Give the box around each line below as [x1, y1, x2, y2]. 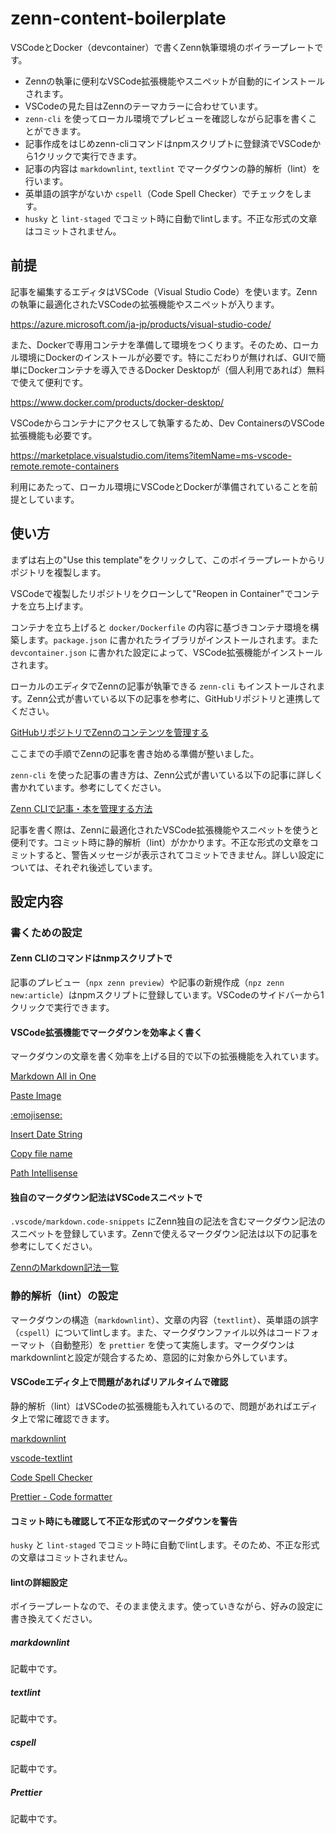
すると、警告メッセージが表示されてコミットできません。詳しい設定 [36, 848, 317, 861]
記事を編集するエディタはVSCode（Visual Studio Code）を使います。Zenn [10, 285, 318, 297]
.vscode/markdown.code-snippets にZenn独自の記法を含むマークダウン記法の [10, 1215, 326, 1227]
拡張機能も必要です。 [10, 429, 98, 441]
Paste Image [10, 1090, 62, 1102]
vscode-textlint [10, 1452, 73, 1464]
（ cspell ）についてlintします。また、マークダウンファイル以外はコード [10, 1326, 302, 1338]
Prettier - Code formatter [10, 1490, 113, 1502]
